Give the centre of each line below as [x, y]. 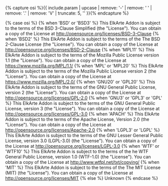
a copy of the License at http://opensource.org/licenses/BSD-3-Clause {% [82, 34]
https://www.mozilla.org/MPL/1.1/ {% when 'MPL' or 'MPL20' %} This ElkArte [85, 66]
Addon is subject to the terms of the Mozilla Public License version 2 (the [81, 71]
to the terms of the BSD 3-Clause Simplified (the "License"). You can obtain [83, 28]
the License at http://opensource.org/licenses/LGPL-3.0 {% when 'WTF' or [82, 146]
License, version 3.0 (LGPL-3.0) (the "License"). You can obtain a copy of [81, 141]
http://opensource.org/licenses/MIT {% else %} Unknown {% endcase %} [82, 178]
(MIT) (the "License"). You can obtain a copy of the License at [69, 173]
